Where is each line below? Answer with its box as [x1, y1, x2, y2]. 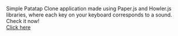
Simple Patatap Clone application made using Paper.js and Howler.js [6, 5, 172, 12]
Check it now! [6, 18, 40, 24]
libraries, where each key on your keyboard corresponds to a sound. [6, 11, 173, 18]
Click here [6, 24, 31, 31]
